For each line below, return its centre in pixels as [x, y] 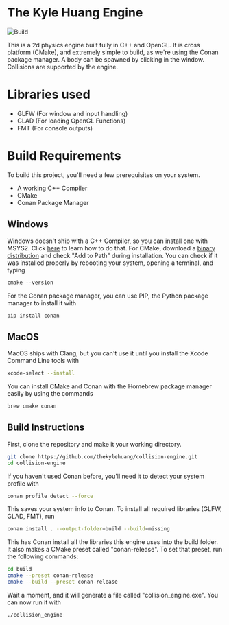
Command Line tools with [43, 361]
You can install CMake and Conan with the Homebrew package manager [110, 386]
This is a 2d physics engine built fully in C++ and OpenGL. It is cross [104, 45]
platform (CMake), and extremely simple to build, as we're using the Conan [113, 52]
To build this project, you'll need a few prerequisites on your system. [104, 175]
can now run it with [34, 602]
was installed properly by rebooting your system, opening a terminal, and [110, 263]
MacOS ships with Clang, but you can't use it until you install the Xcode [108, 353]
